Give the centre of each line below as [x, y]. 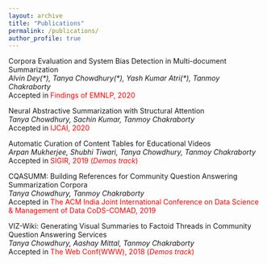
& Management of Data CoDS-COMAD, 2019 [82, 211]
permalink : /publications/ [54, 31]
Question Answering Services [58, 235]
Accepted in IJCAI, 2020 [49, 128]
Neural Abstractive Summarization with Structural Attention [106, 111]
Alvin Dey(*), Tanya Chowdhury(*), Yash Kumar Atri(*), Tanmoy [114, 78]
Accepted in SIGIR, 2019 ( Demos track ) [73, 161]
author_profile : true [45, 38]
